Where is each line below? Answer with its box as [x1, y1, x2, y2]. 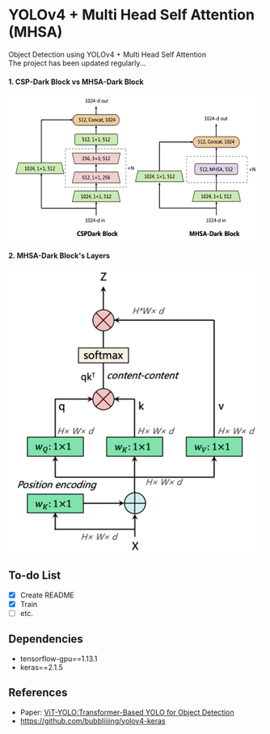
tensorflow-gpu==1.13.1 [19, 653, 98, 664]
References [8, 685, 68, 700]
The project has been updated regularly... [8, 58, 147, 68]
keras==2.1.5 [19, 662, 63, 672]
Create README [19, 590, 74, 600]
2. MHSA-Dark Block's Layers [8, 251, 111, 260]
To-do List [8, 568, 61, 583]
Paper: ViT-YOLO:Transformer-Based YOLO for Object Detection [19, 707, 234, 717]
